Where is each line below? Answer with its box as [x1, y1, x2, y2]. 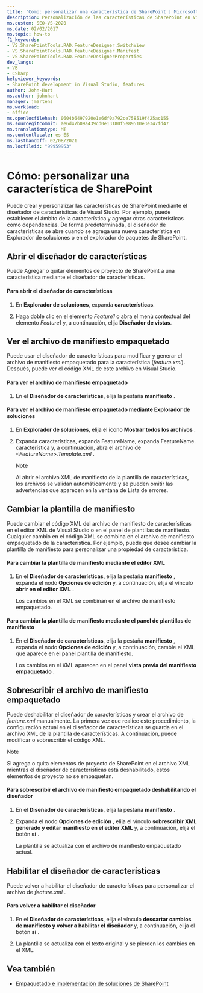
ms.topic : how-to [7, 31, 51, 37]
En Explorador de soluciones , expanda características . [15, 300, 155, 308]
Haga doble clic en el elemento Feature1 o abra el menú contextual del [15, 313, 190, 320]
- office [7, 110, 29, 116]
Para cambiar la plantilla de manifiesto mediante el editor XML [7, 559, 165, 567]
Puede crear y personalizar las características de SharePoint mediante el [7, 202, 187, 209]
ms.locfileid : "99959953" [7, 143, 72, 149]
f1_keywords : [7, 37, 40, 43]
